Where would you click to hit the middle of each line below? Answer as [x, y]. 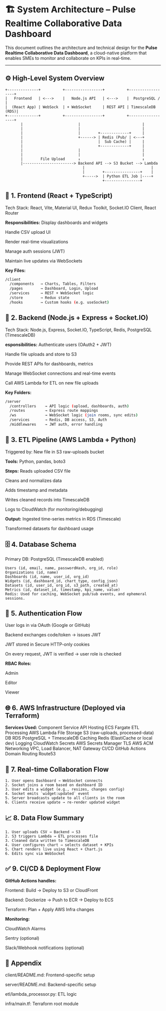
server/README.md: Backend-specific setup [51, 985]
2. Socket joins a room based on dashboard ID [54, 785]
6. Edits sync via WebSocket [35, 853]
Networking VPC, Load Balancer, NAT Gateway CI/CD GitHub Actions [76, 748]
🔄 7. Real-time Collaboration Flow [57, 769]
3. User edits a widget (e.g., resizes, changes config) [65, 789]
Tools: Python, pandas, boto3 [35, 461]
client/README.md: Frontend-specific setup [50, 975]
